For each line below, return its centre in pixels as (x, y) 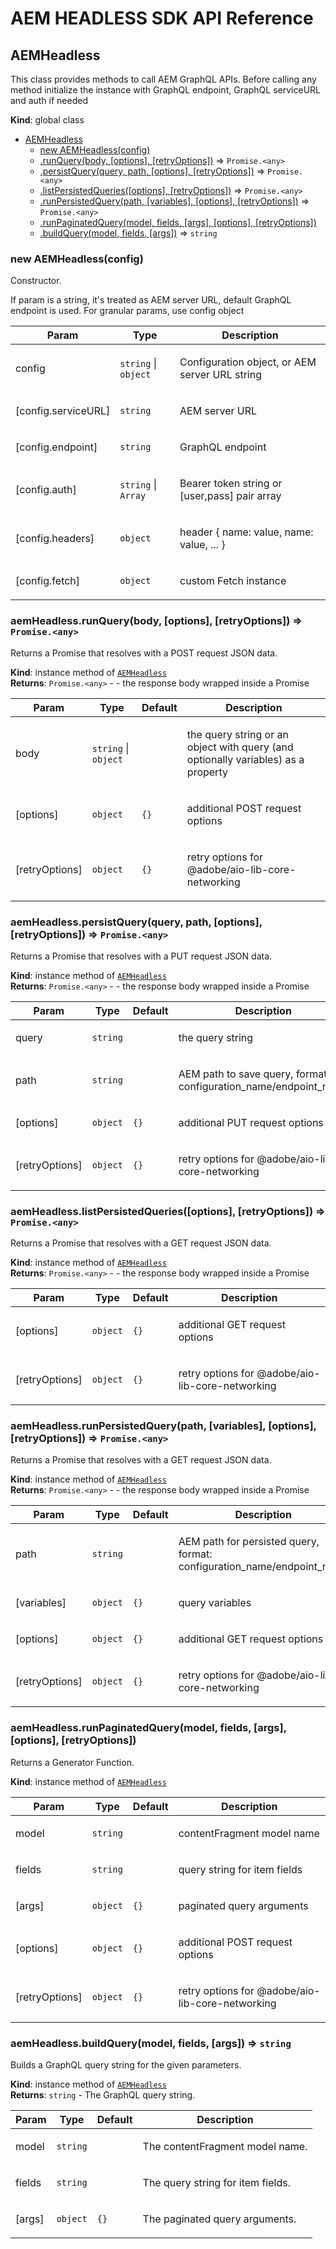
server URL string (220, 375)
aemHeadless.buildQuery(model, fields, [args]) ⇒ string (151, 2043)
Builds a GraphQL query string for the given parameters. (126, 2065)
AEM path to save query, (236, 1074)
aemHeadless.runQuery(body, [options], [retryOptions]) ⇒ (156, 621)
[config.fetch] (48, 581)
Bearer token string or (231, 484)
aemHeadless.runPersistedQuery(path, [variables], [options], (163, 1426)
